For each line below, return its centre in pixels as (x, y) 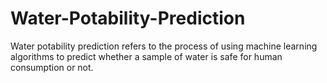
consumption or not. (52, 67)
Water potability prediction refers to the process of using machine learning (164, 46)
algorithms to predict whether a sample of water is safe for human (146, 56)
